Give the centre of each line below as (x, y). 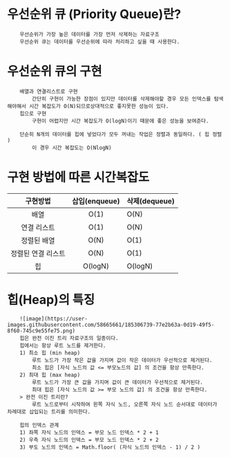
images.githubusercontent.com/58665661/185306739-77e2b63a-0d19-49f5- (111, 325)
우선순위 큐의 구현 (55, 72)
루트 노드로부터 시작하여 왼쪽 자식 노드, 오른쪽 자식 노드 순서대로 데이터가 (125, 404)
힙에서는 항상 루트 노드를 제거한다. (63, 346)
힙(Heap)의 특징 (51, 300)
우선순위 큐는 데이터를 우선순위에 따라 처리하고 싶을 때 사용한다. (100, 42)
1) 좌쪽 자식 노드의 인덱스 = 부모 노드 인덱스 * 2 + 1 (89, 432)
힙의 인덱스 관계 (39, 425)
